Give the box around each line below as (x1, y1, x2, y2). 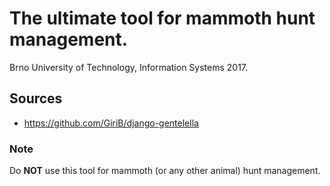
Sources (9, 90, 63, 107)
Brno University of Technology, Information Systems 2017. (9, 61, 249, 73)
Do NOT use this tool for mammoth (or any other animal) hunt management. (9, 165, 321, 177)
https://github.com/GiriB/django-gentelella (23, 117, 199, 129)
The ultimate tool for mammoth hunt (9, 7, 316, 30)
